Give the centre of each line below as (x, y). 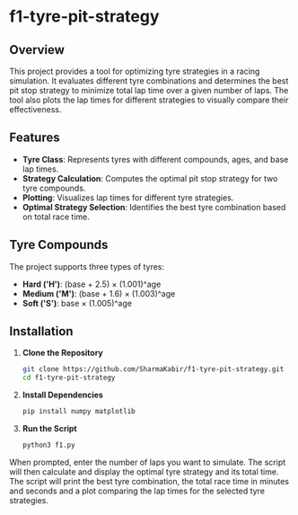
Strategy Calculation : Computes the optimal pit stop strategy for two (150, 178)
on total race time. (56, 217)
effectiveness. (35, 109)
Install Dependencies (62, 395)
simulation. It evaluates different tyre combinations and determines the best (149, 81)
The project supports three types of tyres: (87, 266)
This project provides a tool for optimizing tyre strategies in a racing (135, 71)
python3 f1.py (48, 445)
